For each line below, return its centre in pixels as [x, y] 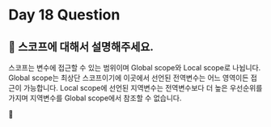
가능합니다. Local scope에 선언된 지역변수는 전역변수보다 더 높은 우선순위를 [143, 88]
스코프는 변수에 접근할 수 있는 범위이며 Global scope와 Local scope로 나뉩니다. [135, 68]
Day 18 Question [64, 15]
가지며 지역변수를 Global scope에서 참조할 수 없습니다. [95, 98]
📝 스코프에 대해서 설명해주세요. [81, 47]
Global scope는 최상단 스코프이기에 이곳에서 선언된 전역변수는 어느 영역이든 [129, 78]
